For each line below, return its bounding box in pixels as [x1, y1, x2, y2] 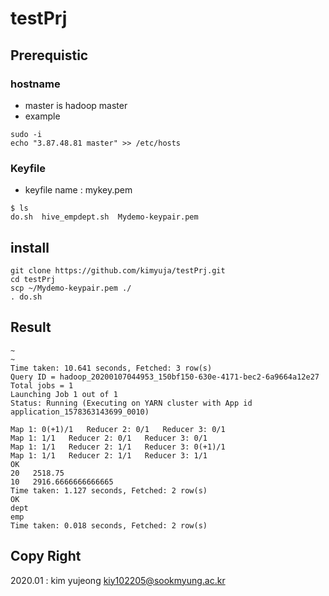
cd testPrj [10, 274, 56, 284]
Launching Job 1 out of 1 [10, 389, 118, 399]
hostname [10, 77, 61, 91]
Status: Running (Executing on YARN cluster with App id [10, 398, 253, 408]
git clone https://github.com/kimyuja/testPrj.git [10, 265, 226, 276]
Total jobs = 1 [10, 380, 74, 391]
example [24, 110, 61, 122]
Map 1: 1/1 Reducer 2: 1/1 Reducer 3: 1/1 [10, 450, 208, 461]
